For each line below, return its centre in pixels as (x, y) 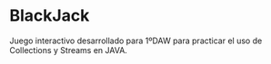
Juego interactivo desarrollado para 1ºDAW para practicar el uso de (136, 41)
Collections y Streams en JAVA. (68, 50)
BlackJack (50, 16)
